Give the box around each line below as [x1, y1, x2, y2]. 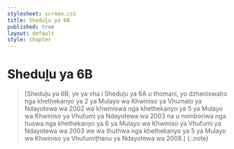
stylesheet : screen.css [7, 10, 77, 17]
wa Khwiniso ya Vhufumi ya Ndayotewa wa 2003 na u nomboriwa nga [24, 112, 226, 120]
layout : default [7, 29, 54, 37]
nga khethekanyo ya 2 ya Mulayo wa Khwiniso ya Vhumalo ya [24, 97, 203, 106]
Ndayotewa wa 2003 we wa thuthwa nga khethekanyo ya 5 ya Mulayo [24, 127, 226, 135]
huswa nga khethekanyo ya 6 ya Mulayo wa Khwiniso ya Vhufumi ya [24, 120, 221, 128]
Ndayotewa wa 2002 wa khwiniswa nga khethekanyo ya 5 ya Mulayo [24, 104, 224, 113]
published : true [7, 23, 54, 30]
